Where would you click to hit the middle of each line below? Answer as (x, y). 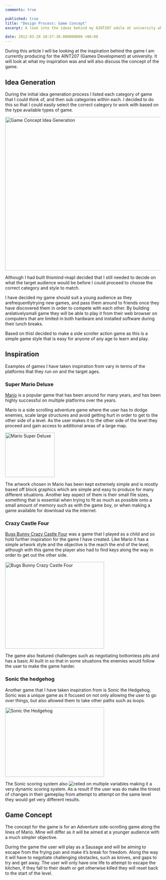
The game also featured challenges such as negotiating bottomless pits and (82, 656)
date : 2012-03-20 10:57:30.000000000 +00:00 (52, 37)
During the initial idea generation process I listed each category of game (79, 94)
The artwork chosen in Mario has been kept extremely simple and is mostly (82, 484)
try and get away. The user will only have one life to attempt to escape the (81, 863)
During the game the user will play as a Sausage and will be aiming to (76, 847)
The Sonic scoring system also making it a (79, 783)
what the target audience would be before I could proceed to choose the (79, 282)
